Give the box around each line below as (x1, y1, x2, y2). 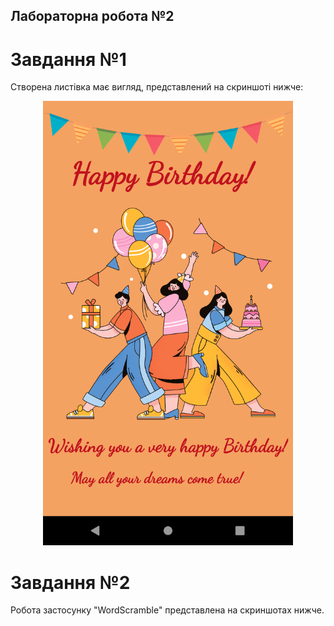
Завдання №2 (10, 571, 131, 594)
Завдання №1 (10, 48, 127, 71)
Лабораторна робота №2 (10, 8, 175, 25)
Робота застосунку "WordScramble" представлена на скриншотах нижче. (10, 604, 325, 616)
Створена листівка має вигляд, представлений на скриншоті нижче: (10, 81, 304, 93)
